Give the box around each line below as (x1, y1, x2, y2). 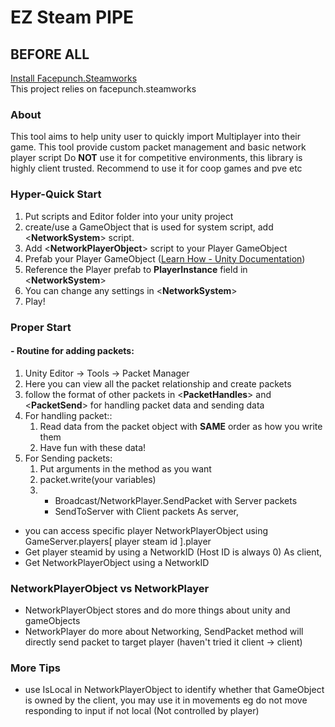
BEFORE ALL (10, 46, 90, 63)
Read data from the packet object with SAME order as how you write (39, 420, 323, 432)
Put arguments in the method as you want (39, 462, 212, 475)
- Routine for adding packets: (10, 345, 135, 357)
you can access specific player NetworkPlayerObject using (24, 524, 269, 536)
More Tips (10, 661, 61, 675)
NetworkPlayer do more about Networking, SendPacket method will (24, 626, 304, 638)
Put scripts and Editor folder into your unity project (24, 210, 234, 222)
